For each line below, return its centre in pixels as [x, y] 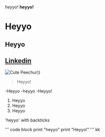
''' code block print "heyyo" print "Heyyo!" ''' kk [52, 130]
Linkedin [18, 61]
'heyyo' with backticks [27, 120]
